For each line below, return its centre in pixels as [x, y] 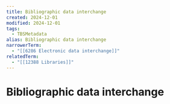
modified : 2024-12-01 [33, 23]
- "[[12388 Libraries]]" [43, 62]
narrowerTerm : [24, 46]
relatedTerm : [23, 57]
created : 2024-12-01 [32, 17]
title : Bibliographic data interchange [56, 12]
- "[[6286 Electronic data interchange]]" [66, 51]
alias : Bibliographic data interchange [56, 40]
